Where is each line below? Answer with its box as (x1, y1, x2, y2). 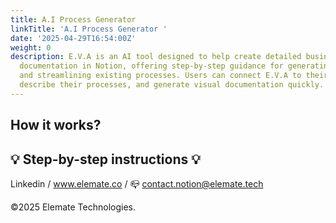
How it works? (10, 117, 102, 134)
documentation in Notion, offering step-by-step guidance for (19, 61, 284, 71)
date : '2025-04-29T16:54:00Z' (10, 33, 137, 43)
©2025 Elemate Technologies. (10, 201, 136, 213)
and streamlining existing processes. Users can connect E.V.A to (19, 71, 302, 81)
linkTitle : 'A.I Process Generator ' (10, 24, 168, 34)
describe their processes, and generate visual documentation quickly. (19, 80, 325, 90)
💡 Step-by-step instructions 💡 (10, 151, 201, 168)
